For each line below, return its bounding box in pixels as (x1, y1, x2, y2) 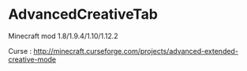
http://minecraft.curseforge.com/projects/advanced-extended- (33, 46, 239, 55)
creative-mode (8, 55, 57, 64)
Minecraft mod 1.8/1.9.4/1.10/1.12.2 (8, 31, 118, 41)
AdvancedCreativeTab (8, 5, 159, 23)
